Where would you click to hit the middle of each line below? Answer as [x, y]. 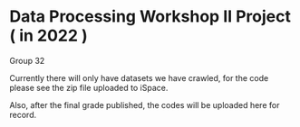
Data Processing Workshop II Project [150, 17]
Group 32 [27, 60]
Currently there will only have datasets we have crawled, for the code [139, 77]
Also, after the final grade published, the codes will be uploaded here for [145, 104]
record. [23, 114]
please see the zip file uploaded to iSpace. [89, 87]
